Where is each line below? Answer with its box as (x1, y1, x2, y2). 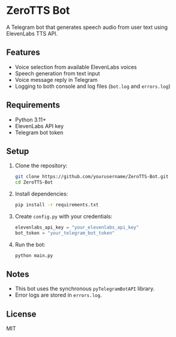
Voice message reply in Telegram (14, 76, 98, 83)
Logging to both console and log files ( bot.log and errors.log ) (14, 82, 171, 90)
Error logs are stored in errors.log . (14, 291, 102, 298)
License (6, 309, 37, 319)
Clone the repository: (14, 162, 68, 169)
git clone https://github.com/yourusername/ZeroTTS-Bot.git (14, 174, 169, 180)
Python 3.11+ (14, 116, 47, 123)
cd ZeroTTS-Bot (14, 179, 53, 185)
